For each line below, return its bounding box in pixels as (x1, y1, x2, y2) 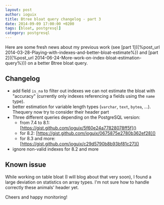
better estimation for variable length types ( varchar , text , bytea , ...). (12, 103, 151, 110)
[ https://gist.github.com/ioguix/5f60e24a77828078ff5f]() (19, 125, 137, 131)
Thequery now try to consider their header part (12, 109, 109, 115)
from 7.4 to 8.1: (19, 119, 50, 125)
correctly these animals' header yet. (5, 184, 79, 190)
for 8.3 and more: (19, 135, 56, 141)
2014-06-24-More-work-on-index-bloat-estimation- (34, 55, 142, 60)
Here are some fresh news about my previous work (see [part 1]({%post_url (5, 44, 160, 50)
